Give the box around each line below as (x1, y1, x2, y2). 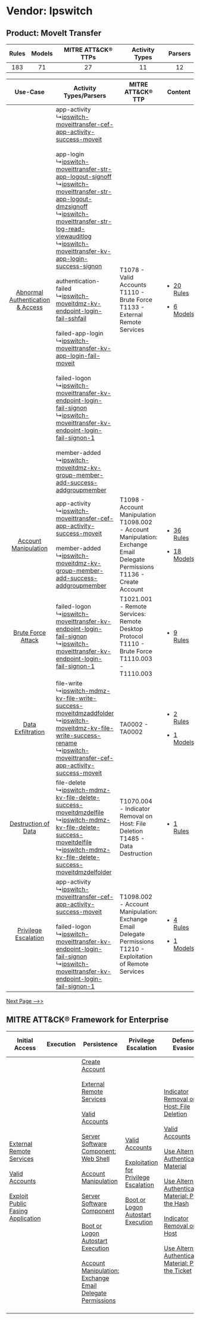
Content (167, 88, 191, 96)
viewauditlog (55, 232, 92, 240)
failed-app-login (55, 330, 104, 337)
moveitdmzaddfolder (55, 709, 114, 717)
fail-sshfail (55, 315, 87, 322)
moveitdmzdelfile (55, 808, 104, 816)
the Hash (163, 1199, 189, 1207)
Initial (17, 1036, 33, 1044)
